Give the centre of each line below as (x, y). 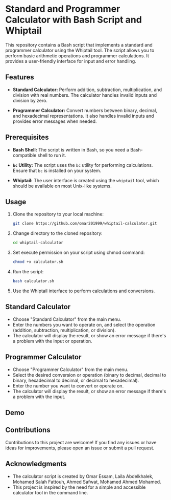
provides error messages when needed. (55, 121)
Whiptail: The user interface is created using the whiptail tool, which (86, 180)
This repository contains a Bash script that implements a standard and (79, 45)
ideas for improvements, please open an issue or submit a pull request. (80, 448)
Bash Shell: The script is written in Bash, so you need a (71, 149)
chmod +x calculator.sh (38, 262)
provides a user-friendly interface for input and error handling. (71, 61)
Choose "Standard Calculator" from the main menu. (67, 319)
